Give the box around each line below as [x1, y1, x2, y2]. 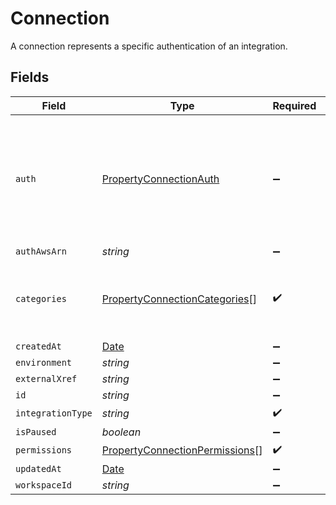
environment [15, 357, 73, 368]
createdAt [15, 340, 62, 352]
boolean [101, 425, 142, 439]
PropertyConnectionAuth [101, 172, 220, 186]
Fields [10, 69, 50, 86]
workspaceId [15, 479, 73, 491]
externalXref [15, 373, 78, 384]
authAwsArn [15, 245, 67, 257]
